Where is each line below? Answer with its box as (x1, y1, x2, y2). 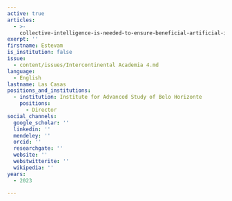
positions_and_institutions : (7, 87, 91, 94)
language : (7, 68, 36, 75)
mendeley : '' (13, 132, 51, 139)
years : (7, 171, 26, 178)
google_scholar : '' (13, 119, 70, 126)
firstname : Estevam (7, 42, 64, 49)
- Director (25, 106, 57, 113)
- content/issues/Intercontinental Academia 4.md (13, 61, 159, 68)
